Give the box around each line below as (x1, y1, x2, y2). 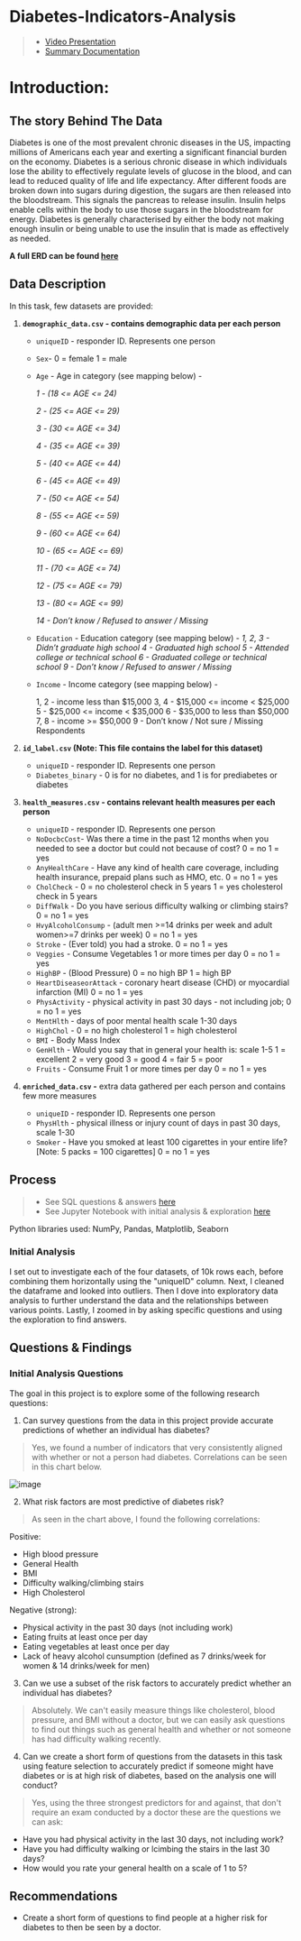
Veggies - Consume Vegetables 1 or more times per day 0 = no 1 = (35, 948, 281, 959)
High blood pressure (22, 1549, 99, 1559)
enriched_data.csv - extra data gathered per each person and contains (22, 1081, 286, 1091)
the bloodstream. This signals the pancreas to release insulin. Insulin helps (9, 194, 287, 205)
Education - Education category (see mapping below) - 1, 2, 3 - (35, 632, 270, 643)
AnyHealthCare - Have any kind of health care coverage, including (35, 861, 279, 872)
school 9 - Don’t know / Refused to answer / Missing (35, 661, 233, 672)
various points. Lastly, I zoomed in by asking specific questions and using (9, 1304, 283, 1315)
